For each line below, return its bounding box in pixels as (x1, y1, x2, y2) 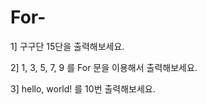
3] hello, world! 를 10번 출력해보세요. (10, 82, 156, 95)
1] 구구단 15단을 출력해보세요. (10, 40, 125, 52)
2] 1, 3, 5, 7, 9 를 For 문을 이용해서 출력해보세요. (10, 61, 198, 73)
